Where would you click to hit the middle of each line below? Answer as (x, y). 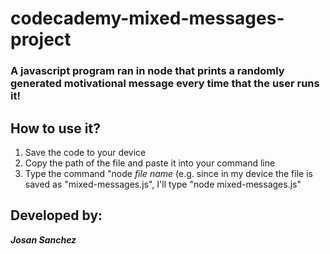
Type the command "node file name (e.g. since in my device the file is (168, 173)
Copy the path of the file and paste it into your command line (150, 163)
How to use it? (55, 128)
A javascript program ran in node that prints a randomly (147, 71)
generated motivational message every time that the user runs (165, 84)
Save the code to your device (85, 152)
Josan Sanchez (43, 239)
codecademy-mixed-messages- (147, 18)
